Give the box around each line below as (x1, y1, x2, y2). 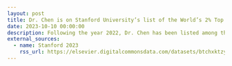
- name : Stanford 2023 (13, 42, 79, 49)
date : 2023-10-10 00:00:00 (7, 23, 85, 30)
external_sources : (7, 36, 60, 43)
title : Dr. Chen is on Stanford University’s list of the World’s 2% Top (7, 16, 224, 23)
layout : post (7, 10, 45, 17)
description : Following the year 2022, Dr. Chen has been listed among (7, 29, 217, 36)
